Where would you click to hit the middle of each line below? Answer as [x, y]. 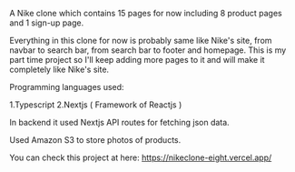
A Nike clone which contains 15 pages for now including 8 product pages [146, 13]
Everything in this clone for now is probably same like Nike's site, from [141, 40]
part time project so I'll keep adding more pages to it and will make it [137, 60]
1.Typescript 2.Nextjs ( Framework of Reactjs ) [96, 105]
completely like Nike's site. [59, 69]
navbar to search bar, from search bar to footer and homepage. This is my [148, 50]
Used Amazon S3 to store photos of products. [95, 140]
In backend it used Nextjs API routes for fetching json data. [119, 122]
